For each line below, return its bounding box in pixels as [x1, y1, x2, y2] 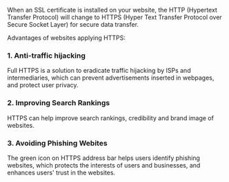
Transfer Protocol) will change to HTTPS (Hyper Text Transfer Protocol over [7, 13, 222, 21]
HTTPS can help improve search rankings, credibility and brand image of [7, 113, 214, 122]
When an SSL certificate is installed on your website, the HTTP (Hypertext [7, 6, 217, 14]
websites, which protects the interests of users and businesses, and [7, 161, 201, 169]
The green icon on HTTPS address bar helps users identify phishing [7, 154, 200, 162]
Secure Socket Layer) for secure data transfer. [7, 21, 139, 28]
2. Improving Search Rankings [7, 98, 110, 108]
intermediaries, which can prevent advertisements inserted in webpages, [7, 73, 215, 82]
